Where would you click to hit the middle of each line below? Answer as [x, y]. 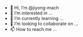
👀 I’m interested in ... [31, 13]
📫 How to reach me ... [33, 29]
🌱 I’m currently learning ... [37, 18]
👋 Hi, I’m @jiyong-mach [34, 8]
